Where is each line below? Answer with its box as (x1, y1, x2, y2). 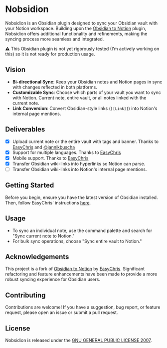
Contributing (5, 291, 46, 299)
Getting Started (5, 181, 54, 189)
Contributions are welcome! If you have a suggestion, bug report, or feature (5, 304, 161, 310)
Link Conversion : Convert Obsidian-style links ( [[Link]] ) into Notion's (12, 105, 158, 111)
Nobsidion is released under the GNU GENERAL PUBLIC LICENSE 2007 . (5, 337, 152, 343)
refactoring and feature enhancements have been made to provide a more (5, 271, 158, 277)
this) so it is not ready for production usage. (5, 51, 95, 57)
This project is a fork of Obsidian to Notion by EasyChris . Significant (5, 266, 145, 272)
